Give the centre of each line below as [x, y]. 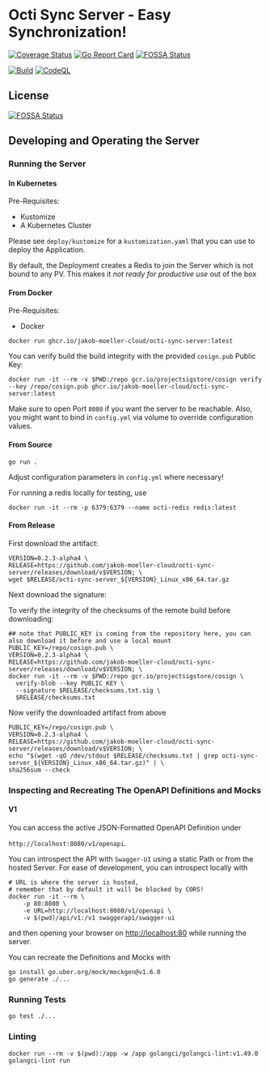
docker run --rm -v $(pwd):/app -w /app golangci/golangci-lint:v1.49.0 [133, 1054]
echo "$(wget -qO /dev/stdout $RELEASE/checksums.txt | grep [114, 755]
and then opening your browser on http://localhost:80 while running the [127, 933]
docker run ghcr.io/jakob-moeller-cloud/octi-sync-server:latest [120, 341]
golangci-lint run [39, 1060]
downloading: [31, 618]
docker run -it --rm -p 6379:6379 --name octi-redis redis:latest [122, 507]
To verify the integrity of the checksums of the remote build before [120, 610]
